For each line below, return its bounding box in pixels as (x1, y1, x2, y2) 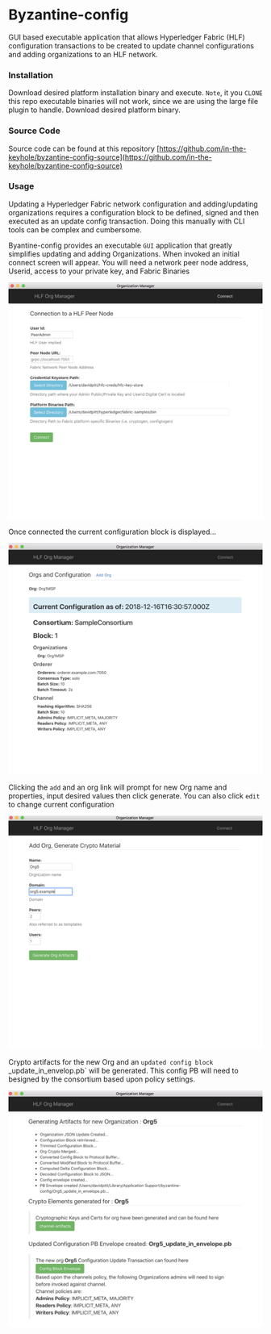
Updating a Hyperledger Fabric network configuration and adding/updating (8, 199, 258, 209)
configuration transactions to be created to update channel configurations (8, 40, 254, 50)
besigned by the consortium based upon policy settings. (8, 1074, 196, 1084)
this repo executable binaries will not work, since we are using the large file (8, 97, 259, 106)
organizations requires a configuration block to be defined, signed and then (8, 207, 260, 217)
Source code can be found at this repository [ (8, 144, 160, 153)
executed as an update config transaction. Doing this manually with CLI (8, 216, 245, 226)
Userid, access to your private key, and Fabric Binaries (8, 266, 190, 276)
